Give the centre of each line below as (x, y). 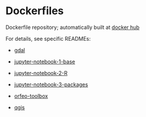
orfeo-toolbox (31, 96)
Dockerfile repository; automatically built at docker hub (73, 27)
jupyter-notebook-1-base (44, 61)
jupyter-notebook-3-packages (51, 84)
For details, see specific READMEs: (48, 38)
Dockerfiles (35, 11)
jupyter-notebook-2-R (41, 73)
